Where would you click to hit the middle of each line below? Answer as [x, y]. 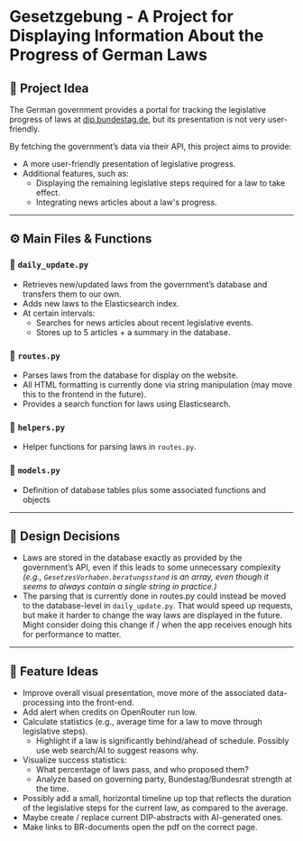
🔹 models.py [35, 471]
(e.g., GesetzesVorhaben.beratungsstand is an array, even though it [145, 577]
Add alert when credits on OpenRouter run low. [110, 712]
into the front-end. [100, 703]
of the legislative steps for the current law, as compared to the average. [155, 808]
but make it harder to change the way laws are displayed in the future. [152, 616]
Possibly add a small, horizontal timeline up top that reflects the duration [156, 799]
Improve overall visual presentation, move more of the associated [144, 693]
